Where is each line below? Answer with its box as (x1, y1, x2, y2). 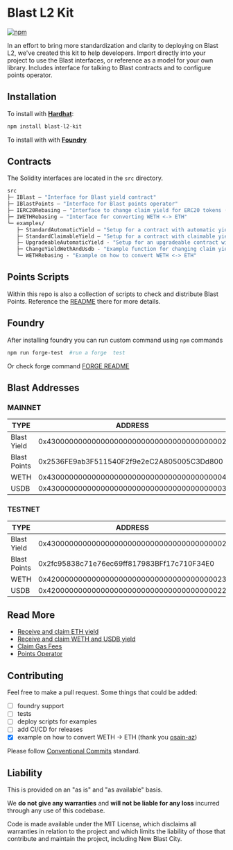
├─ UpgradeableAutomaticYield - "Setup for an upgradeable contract (16, 239, 218, 246)
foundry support (17, 702, 64, 710)
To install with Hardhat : (7, 109, 74, 117)
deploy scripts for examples (17, 717, 97, 726)
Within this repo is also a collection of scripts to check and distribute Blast (7, 290, 218, 298)
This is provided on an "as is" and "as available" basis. (7, 785, 163, 794)
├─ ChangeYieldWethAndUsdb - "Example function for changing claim (16, 245, 216, 253)
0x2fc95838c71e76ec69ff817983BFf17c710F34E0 (37, 558, 215, 568)
